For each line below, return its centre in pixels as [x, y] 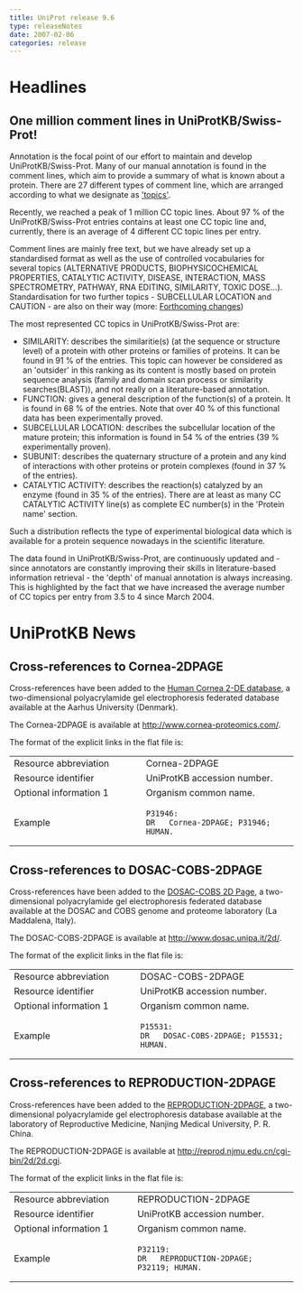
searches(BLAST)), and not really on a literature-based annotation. [146, 390]
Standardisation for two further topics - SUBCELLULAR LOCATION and [141, 297]
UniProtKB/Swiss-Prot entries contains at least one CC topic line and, [138, 222]
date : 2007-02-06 [42, 34]
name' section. [50, 514]
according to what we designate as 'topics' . [90, 195]
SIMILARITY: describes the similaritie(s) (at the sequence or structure [151, 341]
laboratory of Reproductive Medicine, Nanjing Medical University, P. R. [140, 1123]
